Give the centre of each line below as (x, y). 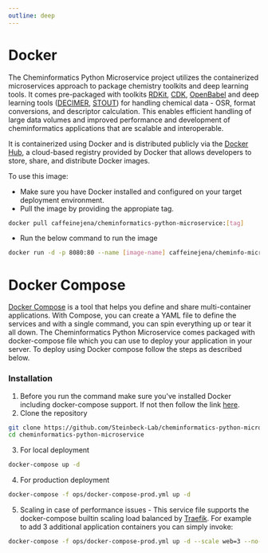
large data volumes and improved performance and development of (119, 120)
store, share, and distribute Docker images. (79, 160)
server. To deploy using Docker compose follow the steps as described (125, 350)
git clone (25, 428)
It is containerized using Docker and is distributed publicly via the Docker (128, 144)
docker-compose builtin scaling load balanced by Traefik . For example (136, 519)
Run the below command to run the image (89, 238)
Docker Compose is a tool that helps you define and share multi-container (130, 307)
